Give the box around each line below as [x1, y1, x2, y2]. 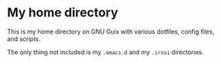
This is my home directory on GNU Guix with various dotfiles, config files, [7, 27, 215, 36]
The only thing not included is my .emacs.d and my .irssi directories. [7, 48, 204, 56]
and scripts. [7, 34, 41, 42]
